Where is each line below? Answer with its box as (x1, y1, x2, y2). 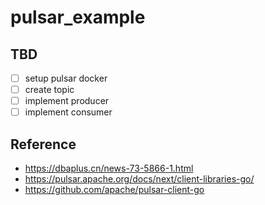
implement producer (24, 95, 110, 107)
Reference (10, 136, 77, 153)
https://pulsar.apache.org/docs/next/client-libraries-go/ (24, 173, 255, 185)
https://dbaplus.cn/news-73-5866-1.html (24, 162, 194, 175)
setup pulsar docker (24, 72, 108, 84)
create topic (24, 84, 75, 96)
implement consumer (24, 106, 113, 118)
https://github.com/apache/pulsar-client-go (24, 184, 205, 196)
